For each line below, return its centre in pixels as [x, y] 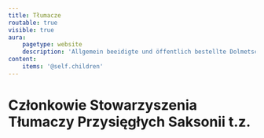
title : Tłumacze [35, 15]
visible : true [31, 30]
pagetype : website [52, 45]
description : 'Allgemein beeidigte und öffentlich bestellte [124, 52]
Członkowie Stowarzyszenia [103, 105]
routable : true [33, 23]
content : [22, 60]
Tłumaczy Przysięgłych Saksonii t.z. [130, 122]
